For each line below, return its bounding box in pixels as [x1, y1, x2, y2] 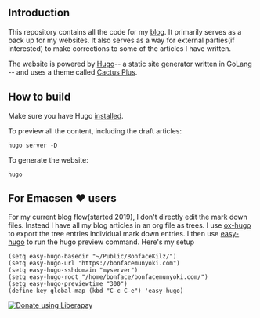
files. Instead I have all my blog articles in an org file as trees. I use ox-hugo [8, 221, 251, 230]
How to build [8, 90, 71, 104]
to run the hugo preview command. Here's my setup [26, 237, 195, 247]
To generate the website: [8, 155, 88, 164]
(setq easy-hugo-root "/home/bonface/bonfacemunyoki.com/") [8, 273, 209, 281]
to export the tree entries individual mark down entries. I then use [8, 229, 219, 239]
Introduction [8, 6, 70, 20]
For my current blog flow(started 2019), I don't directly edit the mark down [8, 212, 248, 222]
